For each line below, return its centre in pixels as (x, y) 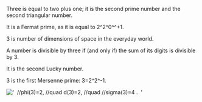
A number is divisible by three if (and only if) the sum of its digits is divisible (101, 50)
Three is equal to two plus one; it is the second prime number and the (93, 9)
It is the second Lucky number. (45, 69)
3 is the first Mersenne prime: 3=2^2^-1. (56, 80)
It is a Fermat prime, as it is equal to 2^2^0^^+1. (65, 27)
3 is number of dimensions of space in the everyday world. (80, 39)
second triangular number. (40, 15)
